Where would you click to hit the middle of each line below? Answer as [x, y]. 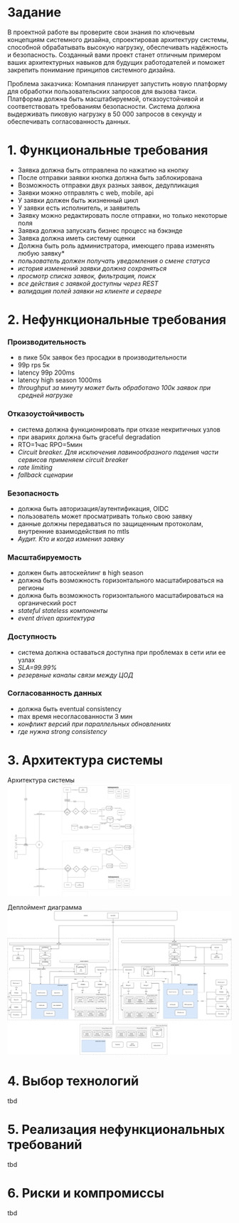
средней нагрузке [45, 395]
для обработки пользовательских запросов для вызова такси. [102, 91]
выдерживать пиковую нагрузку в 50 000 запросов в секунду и [105, 114]
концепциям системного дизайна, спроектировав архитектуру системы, [118, 39]
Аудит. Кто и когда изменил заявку [71, 539]
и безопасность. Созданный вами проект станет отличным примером [114, 55]
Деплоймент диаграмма [45, 907]
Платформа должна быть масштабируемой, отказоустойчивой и [106, 99]
